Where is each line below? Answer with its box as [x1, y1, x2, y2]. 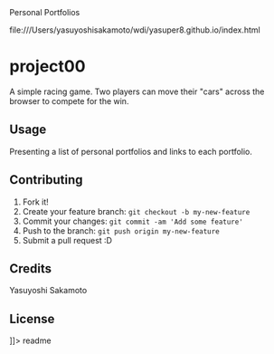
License [9, 311, 55, 327]
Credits [9, 261, 52, 276]
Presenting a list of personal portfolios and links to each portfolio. [9, 146, 253, 157]
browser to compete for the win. [9, 95, 129, 106]
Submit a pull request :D [22, 234, 113, 245]
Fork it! [22, 196, 50, 207]
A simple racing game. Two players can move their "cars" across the [9, 86, 265, 97]
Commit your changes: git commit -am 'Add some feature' [22, 215, 244, 226]
